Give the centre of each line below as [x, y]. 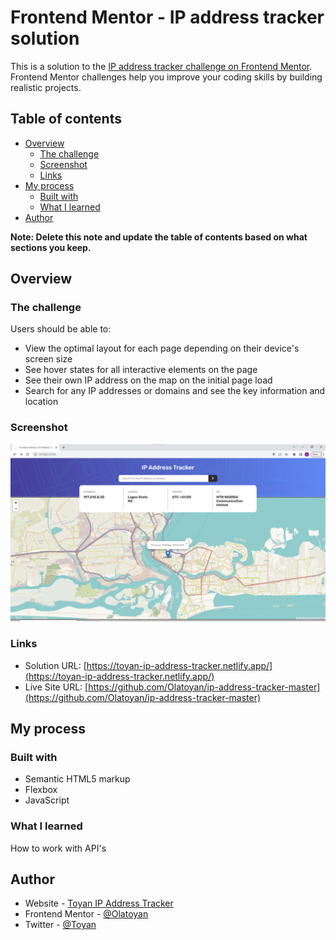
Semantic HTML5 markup [77, 779]
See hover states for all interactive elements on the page [141, 370]
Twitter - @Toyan [60, 925]
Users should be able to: [61, 329]
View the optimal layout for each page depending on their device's [162, 348]
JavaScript [47, 800]
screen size [48, 359]
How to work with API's [58, 848]
